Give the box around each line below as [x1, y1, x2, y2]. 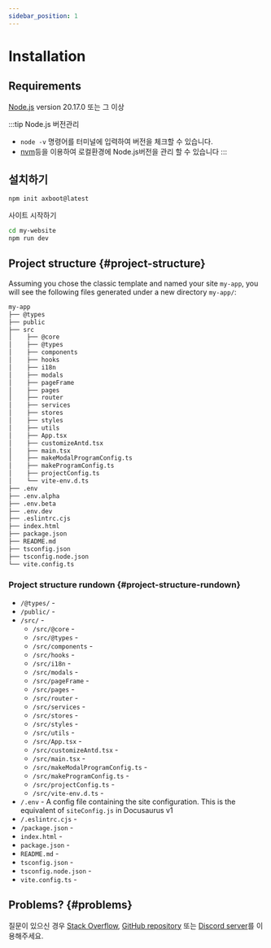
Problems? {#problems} [8, 898, 133, 912]
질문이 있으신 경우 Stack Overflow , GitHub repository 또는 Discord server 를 [8, 920, 255, 930]
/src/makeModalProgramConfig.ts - [32, 762, 148, 771]
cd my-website [8, 227, 57, 235]
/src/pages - [32, 684, 75, 694]
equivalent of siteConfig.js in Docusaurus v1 [20, 805, 173, 815]
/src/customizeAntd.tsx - [32, 745, 119, 754]
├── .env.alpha [8, 491, 60, 500]
